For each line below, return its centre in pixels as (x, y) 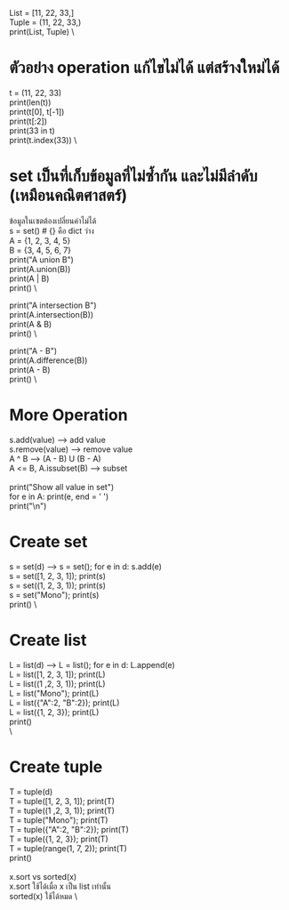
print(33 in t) (32, 130)
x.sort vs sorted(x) (43, 876)
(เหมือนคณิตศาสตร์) (68, 196)
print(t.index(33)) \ (43, 140)
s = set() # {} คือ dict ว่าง (52, 230)
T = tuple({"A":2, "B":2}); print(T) (69, 829)
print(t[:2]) (28, 121)
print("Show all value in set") (62, 487)
